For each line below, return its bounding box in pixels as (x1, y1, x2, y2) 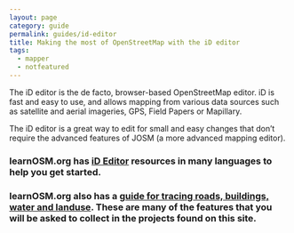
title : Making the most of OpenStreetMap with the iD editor (9, 37, 241, 47)
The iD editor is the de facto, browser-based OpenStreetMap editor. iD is (9, 86, 275, 98)
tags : (9, 46, 29, 55)
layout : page (9, 12, 58, 22)
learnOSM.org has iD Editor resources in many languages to (9, 155, 273, 167)
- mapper (17, 54, 50, 63)
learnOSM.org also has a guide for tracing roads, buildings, (9, 189, 269, 202)
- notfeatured (17, 63, 69, 72)
